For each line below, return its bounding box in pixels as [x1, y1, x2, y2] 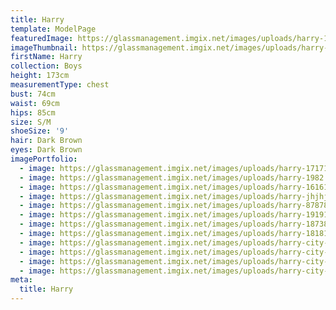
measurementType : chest [10, 80, 110, 90]
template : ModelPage [10, 24, 97, 34]
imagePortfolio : [10, 154, 78, 164]
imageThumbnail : [10, 42, 78, 53]
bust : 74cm [10, 89, 56, 99]
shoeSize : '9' [10, 126, 70, 136]
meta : [10, 275, 33, 285]
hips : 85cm [10, 107, 56, 118]
